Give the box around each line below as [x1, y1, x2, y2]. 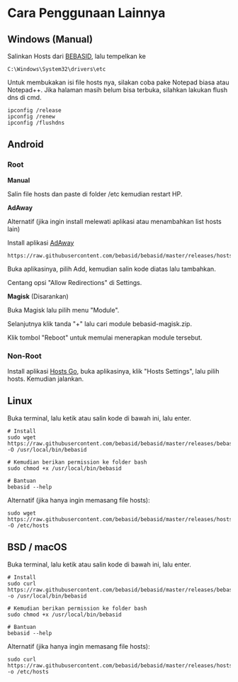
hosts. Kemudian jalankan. [7, 374, 84, 383]
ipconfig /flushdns [7, 119, 65, 126]
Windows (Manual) [7, 33, 93, 45]
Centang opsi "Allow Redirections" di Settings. [7, 278, 142, 286]
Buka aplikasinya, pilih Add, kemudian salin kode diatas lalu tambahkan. [7, 264, 216, 273]
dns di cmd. [7, 94, 42, 101]
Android [7, 138, 44, 150]
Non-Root [7, 351, 42, 361]
